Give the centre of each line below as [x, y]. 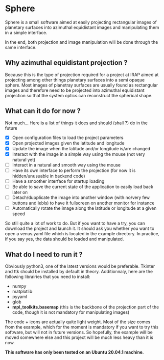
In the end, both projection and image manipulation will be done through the [82, 42]
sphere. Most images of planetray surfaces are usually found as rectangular [82, 85]
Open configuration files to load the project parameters [68, 138]
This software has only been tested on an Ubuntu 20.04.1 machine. [75, 352]
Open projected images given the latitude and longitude [68, 143]
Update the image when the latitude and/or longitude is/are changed [81, 148]
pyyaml [20, 297]
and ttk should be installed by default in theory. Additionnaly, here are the [79, 271]
